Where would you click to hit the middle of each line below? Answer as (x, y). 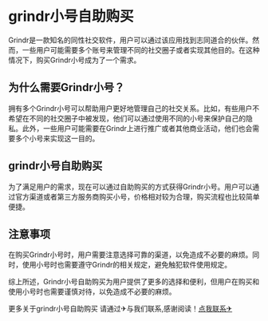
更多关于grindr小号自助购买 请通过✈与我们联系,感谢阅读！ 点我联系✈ (120, 309)
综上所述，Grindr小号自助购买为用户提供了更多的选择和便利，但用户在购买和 (134, 282)
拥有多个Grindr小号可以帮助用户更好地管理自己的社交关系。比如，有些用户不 (134, 108)
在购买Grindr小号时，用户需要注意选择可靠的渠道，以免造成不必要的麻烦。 (130, 255)
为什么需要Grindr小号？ (67, 87)
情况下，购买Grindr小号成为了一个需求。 (75, 60)
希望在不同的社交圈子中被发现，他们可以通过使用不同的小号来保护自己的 (127, 118)
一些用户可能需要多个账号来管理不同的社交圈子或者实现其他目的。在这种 (141, 50)
